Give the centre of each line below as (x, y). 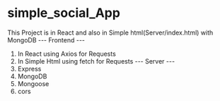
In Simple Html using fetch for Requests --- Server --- (96, 61)
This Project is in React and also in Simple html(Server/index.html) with (110, 32)
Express (29, 69)
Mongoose (33, 83)
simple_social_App (64, 13)
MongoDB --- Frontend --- (46, 40)
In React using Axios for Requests (67, 54)
